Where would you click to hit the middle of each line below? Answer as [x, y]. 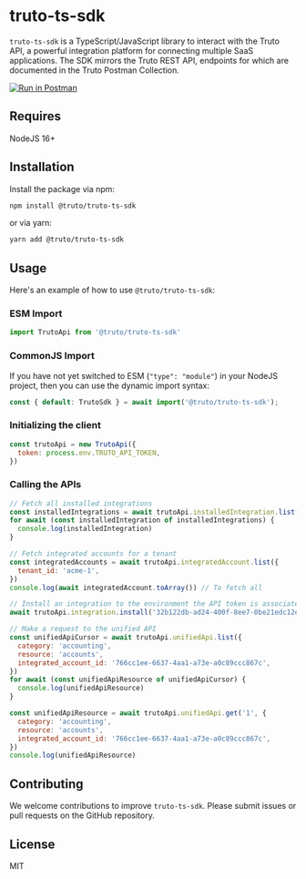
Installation [42, 167]
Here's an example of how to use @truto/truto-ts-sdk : [112, 290]
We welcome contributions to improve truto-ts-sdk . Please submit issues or [153, 806]
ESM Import [36, 313]
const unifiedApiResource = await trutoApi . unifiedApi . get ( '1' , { [138, 713]
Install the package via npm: [62, 189]
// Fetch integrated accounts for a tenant [93, 554]
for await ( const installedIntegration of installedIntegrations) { [142, 520]
